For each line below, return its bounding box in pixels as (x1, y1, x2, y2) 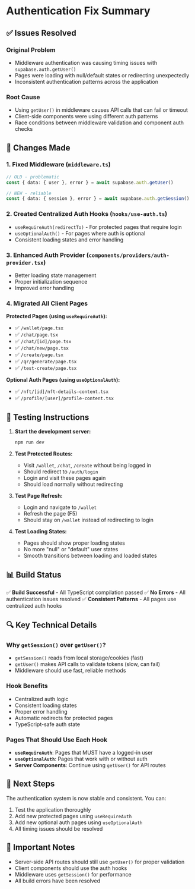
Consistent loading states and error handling (14, 236, 124, 243)
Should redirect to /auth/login (23, 468, 98, 475)
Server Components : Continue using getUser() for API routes (14, 762, 166, 769)
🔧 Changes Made (6, 143, 71, 153)
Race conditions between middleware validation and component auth (14, 119, 184, 126)
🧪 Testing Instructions (6, 412, 89, 422)
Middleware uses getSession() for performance (14, 871, 132, 878)
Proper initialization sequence (14, 278, 88, 285)
